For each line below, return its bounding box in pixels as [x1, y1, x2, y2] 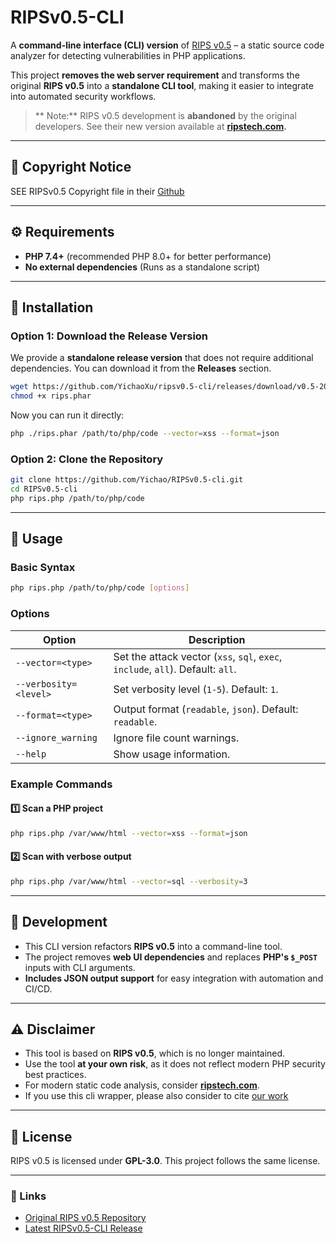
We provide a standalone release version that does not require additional [10, 352, 314, 364]
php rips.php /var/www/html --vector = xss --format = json [10, 828, 248, 838]
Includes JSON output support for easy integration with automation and [24, 972, 324, 984]
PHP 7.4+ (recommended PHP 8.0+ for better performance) [24, 250, 272, 262]
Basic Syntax [10, 561, 76, 575]
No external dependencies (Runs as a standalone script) [24, 261, 261, 273]
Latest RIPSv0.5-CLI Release [24, 1222, 143, 1235]
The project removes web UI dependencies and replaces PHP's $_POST [24, 951, 318, 963]
